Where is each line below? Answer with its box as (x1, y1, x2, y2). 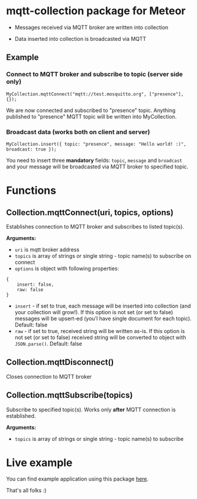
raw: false (17, 286, 44, 293)
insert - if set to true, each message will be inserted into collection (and (14, 302, 191, 309)
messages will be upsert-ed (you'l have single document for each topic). (14, 315, 192, 322)
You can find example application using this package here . (6, 475, 149, 482)
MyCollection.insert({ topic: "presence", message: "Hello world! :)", (6, 141, 186, 147)
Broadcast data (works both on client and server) (6, 127, 150, 136)
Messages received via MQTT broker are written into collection (14, 24, 169, 31)
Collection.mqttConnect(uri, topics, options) (6, 207, 174, 217)
